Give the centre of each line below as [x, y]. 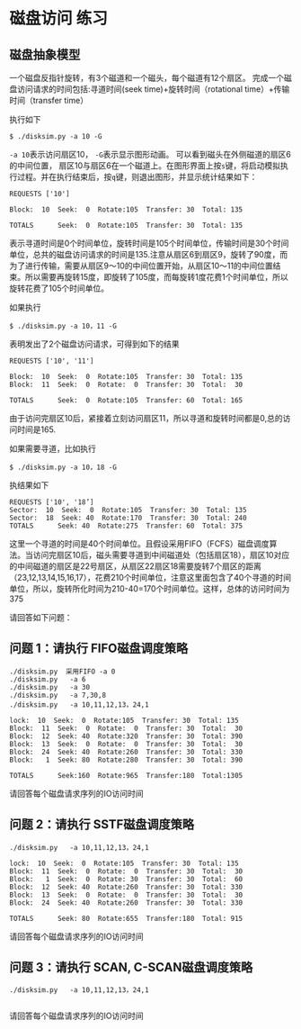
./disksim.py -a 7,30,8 [58, 695]
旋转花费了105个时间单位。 [59, 288]
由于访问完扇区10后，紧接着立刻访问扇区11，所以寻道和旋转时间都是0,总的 [146, 418]
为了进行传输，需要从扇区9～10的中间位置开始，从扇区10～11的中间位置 [142, 266]
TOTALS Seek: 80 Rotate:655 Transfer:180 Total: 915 [126, 918]
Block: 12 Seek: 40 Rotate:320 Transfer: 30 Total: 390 [126, 736]
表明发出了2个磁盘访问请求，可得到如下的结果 [94, 344]
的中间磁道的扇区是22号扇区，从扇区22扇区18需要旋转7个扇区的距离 [136, 566]
